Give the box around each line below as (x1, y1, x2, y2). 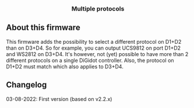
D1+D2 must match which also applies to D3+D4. (6, 63, 124, 70)
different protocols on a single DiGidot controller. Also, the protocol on (6, 57, 174, 64)
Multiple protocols (71, 5, 125, 13)
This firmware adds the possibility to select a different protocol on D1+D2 (6, 38, 182, 45)
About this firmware (6, 23, 80, 33)
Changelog (6, 80, 47, 90)
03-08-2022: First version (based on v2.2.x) (6, 95, 112, 102)
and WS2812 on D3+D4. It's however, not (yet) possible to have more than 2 (6, 50, 189, 57)
